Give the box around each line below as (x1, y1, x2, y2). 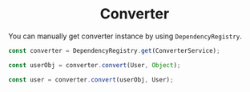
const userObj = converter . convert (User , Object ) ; (8, 61, 181, 69)
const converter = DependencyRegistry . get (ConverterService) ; (8, 46, 220, 54)
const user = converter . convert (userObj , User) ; (8, 75, 174, 84)
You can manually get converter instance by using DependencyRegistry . (8, 31, 243, 41)
